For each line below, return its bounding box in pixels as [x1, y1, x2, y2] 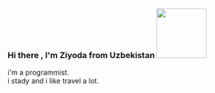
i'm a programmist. [7, 68, 70, 77]
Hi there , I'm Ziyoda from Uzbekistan [7, 49, 155, 60]
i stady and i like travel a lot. [7, 76, 99, 86]
